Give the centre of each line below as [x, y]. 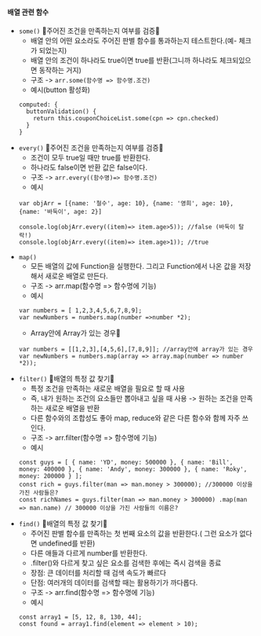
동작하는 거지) [60, 70]
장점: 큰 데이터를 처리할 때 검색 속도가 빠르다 [98, 573]
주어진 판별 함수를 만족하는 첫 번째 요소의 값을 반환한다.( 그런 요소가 [134, 534]
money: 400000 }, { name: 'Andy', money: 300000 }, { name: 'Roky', [133, 469]
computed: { [38, 105]
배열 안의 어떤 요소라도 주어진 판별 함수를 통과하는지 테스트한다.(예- [134, 41]
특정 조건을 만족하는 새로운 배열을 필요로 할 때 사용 [108, 388]
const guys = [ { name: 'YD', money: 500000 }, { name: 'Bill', [126, 463]
